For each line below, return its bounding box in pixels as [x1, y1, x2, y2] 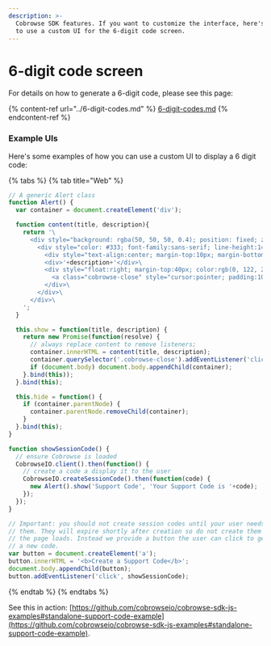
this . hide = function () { [15, 393, 103, 401]
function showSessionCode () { [8, 445, 110, 453]
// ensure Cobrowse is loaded [15, 452, 117, 461]
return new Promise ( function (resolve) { [23, 333, 161, 341]
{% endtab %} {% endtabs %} [8, 587, 109, 597]
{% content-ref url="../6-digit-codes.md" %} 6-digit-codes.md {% [8, 104, 228, 114]
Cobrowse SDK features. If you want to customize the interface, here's [15, 19, 265, 27]
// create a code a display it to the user [23, 467, 172, 475]
